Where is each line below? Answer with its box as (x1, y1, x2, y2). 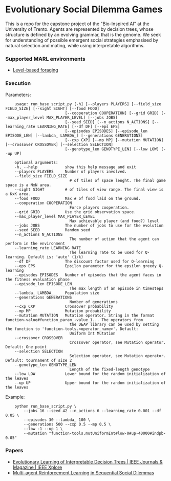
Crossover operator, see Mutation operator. (69, 340, 166, 345)
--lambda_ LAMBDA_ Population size (14, 290, 100, 295)
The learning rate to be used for (69, 250, 143, 255)
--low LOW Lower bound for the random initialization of (14, 371, 166, 376)
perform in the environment (5, 240, 66, 246)
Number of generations (69, 299, 118, 304)
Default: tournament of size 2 (5, 358, 72, 363)
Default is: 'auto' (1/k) (28, 254, 83, 260)
